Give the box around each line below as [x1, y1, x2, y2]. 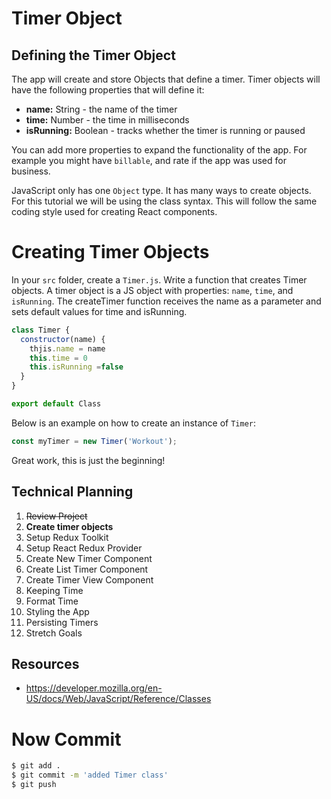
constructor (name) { [20, 334, 106, 344]
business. [11, 165, 51, 177]
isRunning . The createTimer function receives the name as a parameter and [11, 295, 322, 307]
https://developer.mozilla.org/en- [25, 682, 163, 694]
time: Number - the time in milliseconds [25, 114, 190, 126]
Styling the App [25, 605, 90, 617]
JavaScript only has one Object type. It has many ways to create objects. [11, 185, 312, 196]
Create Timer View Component [25, 573, 154, 586]
